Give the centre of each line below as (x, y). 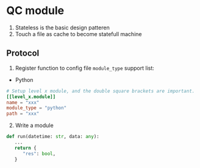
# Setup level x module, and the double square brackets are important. (101, 91)
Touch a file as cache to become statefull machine (78, 34)
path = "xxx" (23, 114)
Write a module (34, 125)
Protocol (23, 53)
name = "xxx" (23, 102)
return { (25, 148)
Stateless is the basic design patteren (62, 27)
